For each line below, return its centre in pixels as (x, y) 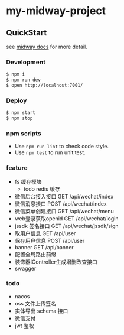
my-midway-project (56, 11)
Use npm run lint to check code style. (62, 147)
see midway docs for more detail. (47, 47)
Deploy (17, 100)
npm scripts (24, 133)
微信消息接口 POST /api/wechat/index (61, 204)
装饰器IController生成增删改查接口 (56, 262)
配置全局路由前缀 (35, 254)
